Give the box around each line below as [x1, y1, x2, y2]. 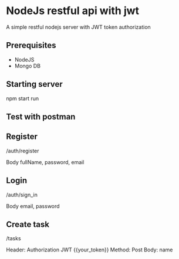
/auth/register [6, 147, 39, 154]
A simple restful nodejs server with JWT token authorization [6, 23, 151, 30]
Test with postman [6, 111, 76, 121]
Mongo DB [14, 62, 41, 69]
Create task [6, 219, 50, 229]
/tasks [6, 235, 22, 242]
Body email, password [6, 202, 60, 209]
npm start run [6, 95, 39, 102]
